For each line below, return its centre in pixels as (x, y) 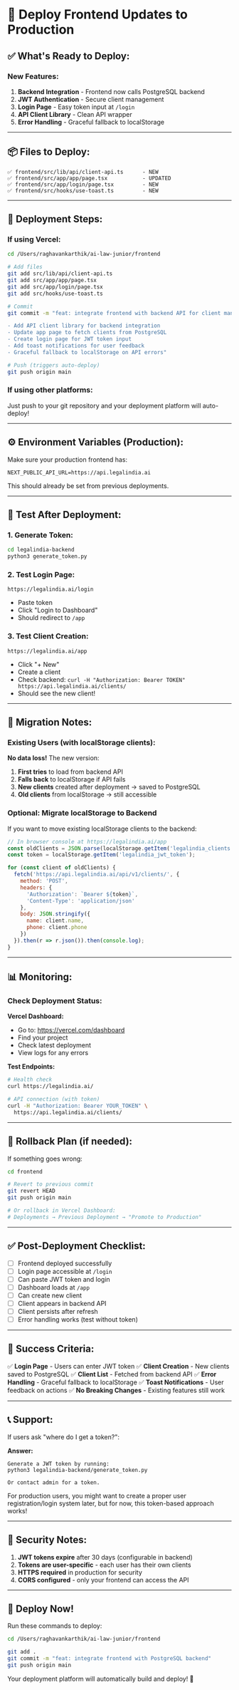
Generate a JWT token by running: (59, 1463)
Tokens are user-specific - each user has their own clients (104, 1565)
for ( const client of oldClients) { (62, 868)
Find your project (43, 1038)
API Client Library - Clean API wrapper (75, 114)
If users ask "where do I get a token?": (63, 1437)
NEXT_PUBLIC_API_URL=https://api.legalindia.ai (79, 472)
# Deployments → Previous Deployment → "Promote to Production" (105, 1217)
